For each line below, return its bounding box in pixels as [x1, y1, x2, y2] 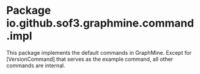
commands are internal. [6, 61, 65, 69]
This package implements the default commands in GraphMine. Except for [6, 49, 192, 56]
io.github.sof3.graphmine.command [6, 16, 195, 30]
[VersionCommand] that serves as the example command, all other [6, 55, 173, 63]
